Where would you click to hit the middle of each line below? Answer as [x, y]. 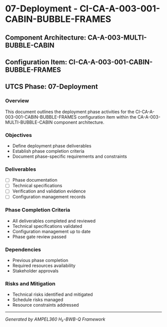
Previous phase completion [40, 261]
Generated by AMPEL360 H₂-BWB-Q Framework [55, 319]
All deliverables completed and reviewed [54, 221]
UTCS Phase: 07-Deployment [52, 87]
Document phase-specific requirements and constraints [70, 156]
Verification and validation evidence [49, 191]
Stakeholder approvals [35, 271]
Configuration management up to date [51, 231]
